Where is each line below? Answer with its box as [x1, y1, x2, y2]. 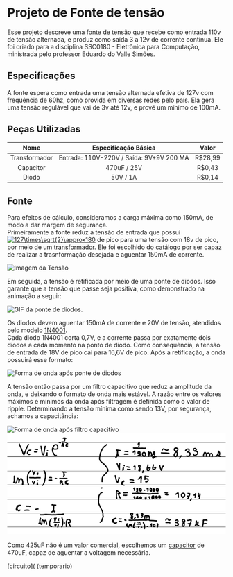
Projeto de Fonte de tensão [7, 5, 165, 21]
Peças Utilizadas [7, 123, 81, 135]
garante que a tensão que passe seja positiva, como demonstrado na [7, 284, 205, 293]
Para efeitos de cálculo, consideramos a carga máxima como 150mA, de [7, 214, 214, 222]
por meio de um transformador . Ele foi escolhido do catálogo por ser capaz [7, 243, 222, 251]
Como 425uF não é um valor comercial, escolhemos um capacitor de [7, 541, 205, 549]
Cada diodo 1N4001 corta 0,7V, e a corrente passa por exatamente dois [7, 334, 212, 342]
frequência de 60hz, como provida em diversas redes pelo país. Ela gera [7, 96, 215, 104]
